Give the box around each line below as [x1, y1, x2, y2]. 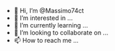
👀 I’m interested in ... [13, 14, 73, 22]
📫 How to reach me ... [13, 37, 79, 44]
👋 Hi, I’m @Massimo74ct [13, 7, 84, 14]
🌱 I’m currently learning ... [13, 21, 89, 29]
